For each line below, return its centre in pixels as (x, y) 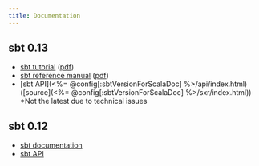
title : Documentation (45, 16)
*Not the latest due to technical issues (83, 101)
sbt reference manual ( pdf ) (65, 76)
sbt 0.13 (28, 48)
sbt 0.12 (28, 126)
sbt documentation (51, 145)
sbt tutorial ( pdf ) (47, 67)
